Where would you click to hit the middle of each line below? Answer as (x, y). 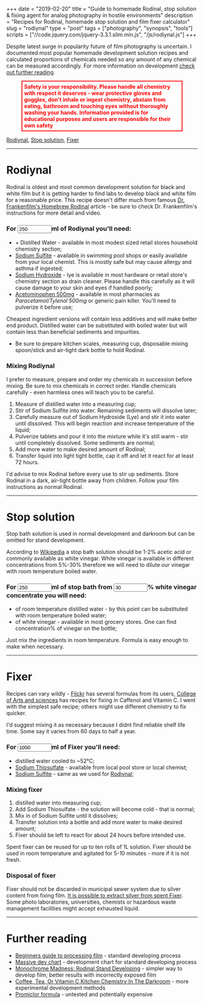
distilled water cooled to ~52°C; (55, 761)
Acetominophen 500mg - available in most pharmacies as (87, 294)
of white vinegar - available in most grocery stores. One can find (96, 621)
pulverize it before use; (44, 307)
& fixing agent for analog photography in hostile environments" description (100, 15)
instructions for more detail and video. (54, 213)
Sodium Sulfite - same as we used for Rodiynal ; (74, 774)
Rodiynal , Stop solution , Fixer (43, 140)
